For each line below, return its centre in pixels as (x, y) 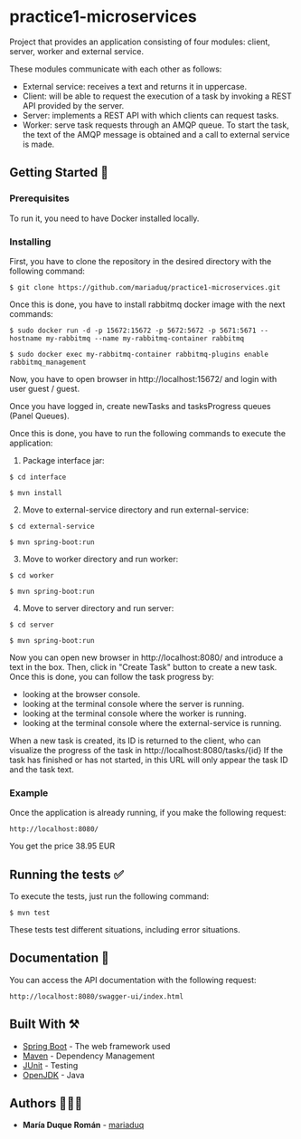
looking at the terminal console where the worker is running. (134, 713)
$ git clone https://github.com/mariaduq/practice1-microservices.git (145, 287)
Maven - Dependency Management (89, 1056)
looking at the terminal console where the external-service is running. (152, 723)
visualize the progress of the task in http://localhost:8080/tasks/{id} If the (146, 750)
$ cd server (32, 625)
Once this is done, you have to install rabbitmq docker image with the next (147, 304)
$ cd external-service (52, 526)
